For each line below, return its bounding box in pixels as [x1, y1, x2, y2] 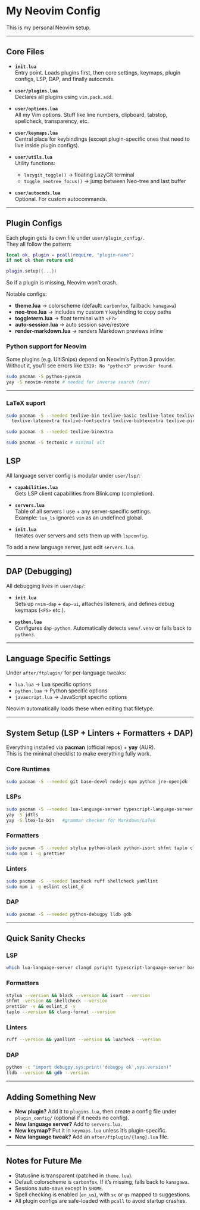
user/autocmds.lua [14, 190, 61, 196]
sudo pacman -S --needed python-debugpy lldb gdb [6, 911, 132, 917]
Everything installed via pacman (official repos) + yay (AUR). [6, 744, 156, 751]
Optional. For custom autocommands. [14, 195, 107, 202]
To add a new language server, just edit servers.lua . [6, 543, 135, 550]
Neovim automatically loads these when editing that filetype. [6, 705, 155, 712]
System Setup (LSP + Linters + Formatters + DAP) [6, 728, 193, 738]
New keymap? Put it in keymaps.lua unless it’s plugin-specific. [14, 1127, 167, 1134]
